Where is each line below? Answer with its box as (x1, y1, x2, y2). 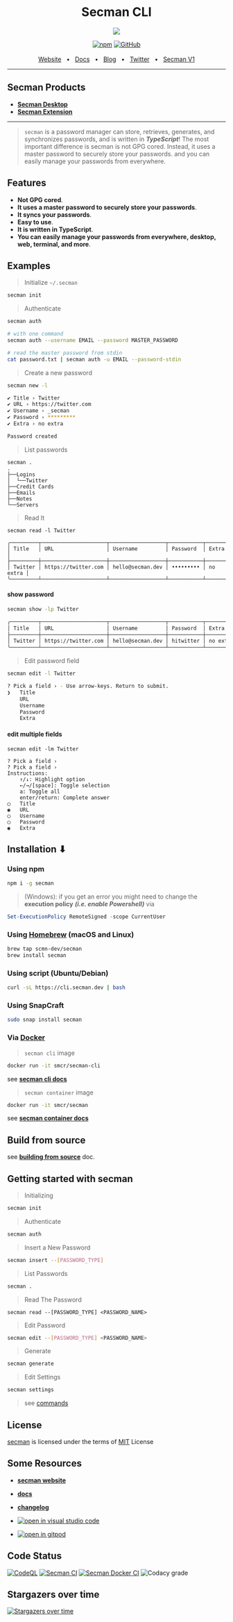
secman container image (24, 1088, 94, 1097)
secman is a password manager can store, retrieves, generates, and (24, 127, 215, 136)
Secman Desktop (17, 100, 68, 108)
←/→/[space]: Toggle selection (19, 782, 110, 789)
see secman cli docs (7, 1074, 67, 1083)
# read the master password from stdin (7, 349, 123, 357)
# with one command (7, 331, 64, 338)
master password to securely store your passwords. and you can (24, 149, 210, 158)
